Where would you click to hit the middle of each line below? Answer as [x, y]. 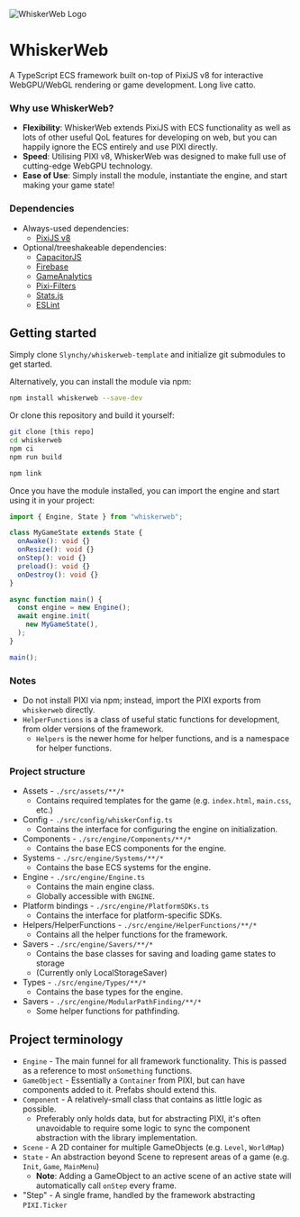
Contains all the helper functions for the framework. [132, 935]
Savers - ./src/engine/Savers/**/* [87, 944]
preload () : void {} [54, 566]
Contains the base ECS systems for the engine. [123, 867]
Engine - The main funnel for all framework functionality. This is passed [154, 1061]
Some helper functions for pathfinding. [108, 1011]
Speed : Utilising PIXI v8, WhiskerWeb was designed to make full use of [154, 157]
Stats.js [50, 295]
